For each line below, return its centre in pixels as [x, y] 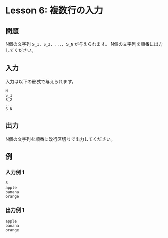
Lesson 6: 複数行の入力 [54, 10]
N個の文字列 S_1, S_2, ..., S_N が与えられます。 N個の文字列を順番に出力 [84, 44]
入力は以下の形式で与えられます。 [41, 81]
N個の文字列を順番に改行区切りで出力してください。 [60, 139]
